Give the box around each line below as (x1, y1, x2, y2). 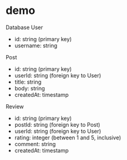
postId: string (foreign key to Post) (14, 121, 101, 128)
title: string (14, 78, 42, 85)
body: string (14, 84, 45, 92)
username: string (14, 42, 58, 49)
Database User (5, 24, 43, 31)
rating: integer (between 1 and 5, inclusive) (14, 134, 122, 141)
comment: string (14, 140, 56, 147)
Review (5, 102, 24, 110)
